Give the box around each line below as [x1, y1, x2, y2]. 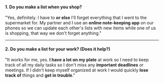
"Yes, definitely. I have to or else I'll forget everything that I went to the [5, 15, 147, 21]
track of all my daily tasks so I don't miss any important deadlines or [5, 62, 144, 68]
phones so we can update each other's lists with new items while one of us [5, 25, 156, 31]
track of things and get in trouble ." [5, 72, 76, 78]
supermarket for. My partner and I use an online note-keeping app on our [5, 20, 154, 26]
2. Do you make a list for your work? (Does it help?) [5, 46, 111, 52]
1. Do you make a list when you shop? [5, 4, 82, 10]
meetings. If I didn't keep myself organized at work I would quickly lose [5, 67, 149, 73]
